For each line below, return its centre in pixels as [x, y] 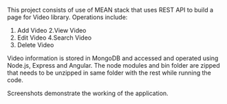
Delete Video [35, 45]
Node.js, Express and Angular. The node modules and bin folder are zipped [113, 65]
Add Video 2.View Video [52, 30]
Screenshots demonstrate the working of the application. [88, 93]
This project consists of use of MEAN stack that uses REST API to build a [110, 10]
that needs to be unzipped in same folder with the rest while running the [109, 73]
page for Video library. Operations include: [67, 17]
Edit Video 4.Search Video [54, 38]
